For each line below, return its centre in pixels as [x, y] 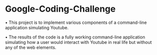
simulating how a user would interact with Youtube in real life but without [78, 42]
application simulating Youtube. [37, 27]
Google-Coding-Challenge [60, 9]
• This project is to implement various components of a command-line [76, 22]
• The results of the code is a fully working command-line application [75, 37]
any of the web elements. [31, 47]
